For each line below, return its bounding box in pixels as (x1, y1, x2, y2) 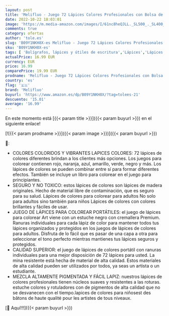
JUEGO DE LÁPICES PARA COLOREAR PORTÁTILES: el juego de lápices (12, 209, 161, 215)
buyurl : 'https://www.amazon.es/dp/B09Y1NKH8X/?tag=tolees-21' (5, 92, 141, 97)
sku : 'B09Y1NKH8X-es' (5, 45, 51, 50)
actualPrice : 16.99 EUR (5, 54, 55, 60)
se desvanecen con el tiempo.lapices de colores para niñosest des (12, 290, 151, 296)
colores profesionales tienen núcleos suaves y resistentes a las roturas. (12, 279, 161, 285)
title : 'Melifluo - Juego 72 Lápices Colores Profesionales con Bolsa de (5, 12, 163, 17)
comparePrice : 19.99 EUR (5, 69, 57, 74)
